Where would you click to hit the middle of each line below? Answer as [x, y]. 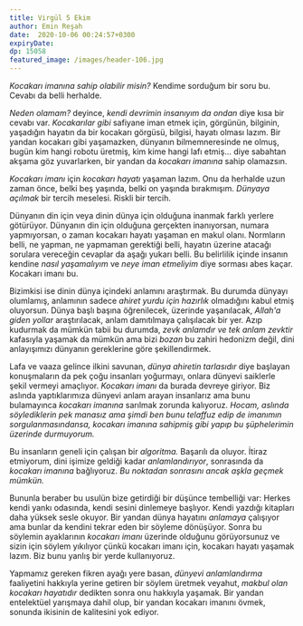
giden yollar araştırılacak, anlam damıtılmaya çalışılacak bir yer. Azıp [136, 320]
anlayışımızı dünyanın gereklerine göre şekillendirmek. [110, 349]
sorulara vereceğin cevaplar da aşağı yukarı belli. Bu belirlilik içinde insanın [149, 254]
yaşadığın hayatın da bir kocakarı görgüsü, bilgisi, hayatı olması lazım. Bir [145, 132]
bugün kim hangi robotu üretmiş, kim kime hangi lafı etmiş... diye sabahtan [148, 152]
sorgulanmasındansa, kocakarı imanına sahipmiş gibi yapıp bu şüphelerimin [151, 424]
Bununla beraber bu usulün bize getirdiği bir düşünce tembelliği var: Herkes [150, 498]
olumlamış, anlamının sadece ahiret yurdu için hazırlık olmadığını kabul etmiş [152, 301]
